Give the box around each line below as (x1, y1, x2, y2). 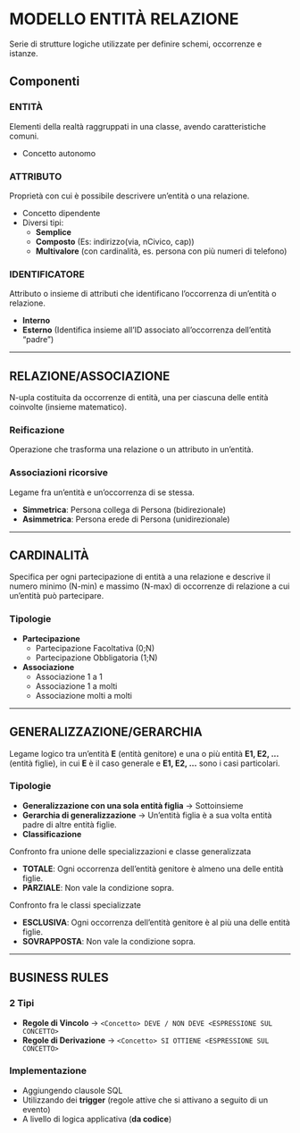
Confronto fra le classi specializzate (9, 899, 141, 911)
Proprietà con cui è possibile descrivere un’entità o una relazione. (9, 190, 250, 201)
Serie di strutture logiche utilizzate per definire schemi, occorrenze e (9, 38, 262, 49)
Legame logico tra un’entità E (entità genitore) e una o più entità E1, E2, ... (9, 748, 279, 759)
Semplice (35, 226, 71, 237)
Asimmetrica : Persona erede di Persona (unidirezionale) (21, 514, 230, 525)
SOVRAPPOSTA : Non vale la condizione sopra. (21, 936, 196, 946)
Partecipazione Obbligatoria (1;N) (35, 652, 158, 663)
